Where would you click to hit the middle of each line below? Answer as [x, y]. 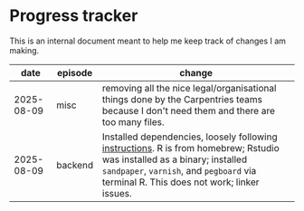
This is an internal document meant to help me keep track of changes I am [148, 41]
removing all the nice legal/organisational [190, 88]
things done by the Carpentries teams [183, 99]
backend [74, 165]
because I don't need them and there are [189, 110]
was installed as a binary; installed [175, 159]
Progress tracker [74, 16]
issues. [118, 193]
